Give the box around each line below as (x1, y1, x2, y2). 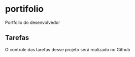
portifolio (5, 3, 44, 15)
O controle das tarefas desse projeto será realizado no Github (5, 46, 131, 52)
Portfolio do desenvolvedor (5, 19, 60, 25)
